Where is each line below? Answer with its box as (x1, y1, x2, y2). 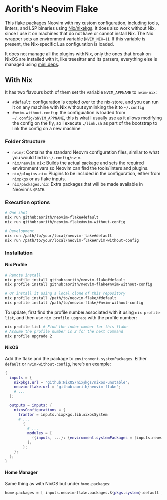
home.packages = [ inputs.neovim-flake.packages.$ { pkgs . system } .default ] (5, 490, 164, 495)
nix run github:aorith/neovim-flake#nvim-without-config (5, 220, 126, 225)
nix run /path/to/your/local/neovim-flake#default (5, 233, 112, 238)
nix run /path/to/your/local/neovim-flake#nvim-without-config (5, 238, 139, 243)
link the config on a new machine (12, 125, 81, 131)
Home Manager (5, 469, 38, 475)
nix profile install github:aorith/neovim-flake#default (5, 277, 126, 282)
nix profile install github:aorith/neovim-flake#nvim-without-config (5, 282, 153, 287)
